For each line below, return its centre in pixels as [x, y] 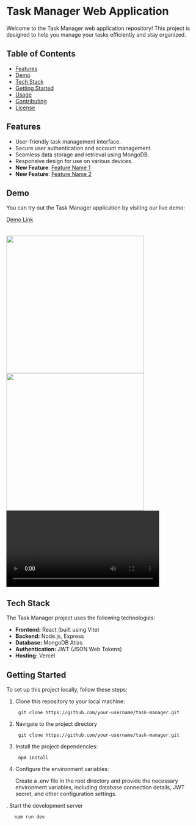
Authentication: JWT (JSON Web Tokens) [68, 649]
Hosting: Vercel [35, 656]
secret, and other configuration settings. [66, 794]
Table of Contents [41, 54]
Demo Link [20, 220]
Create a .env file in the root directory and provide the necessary [96, 781]
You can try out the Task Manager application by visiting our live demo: [96, 208]
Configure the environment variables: [62, 769]
